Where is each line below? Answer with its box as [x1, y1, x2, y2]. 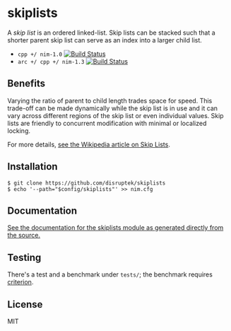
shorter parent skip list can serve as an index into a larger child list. [7, 35, 203, 44]
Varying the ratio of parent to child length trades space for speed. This [7, 96, 213, 105]
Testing [7, 251, 42, 263]
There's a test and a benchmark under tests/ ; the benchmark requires [7, 270, 213, 279]
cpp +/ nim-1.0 [17, 51, 63, 58]
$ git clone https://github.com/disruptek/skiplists [7, 179, 166, 187]
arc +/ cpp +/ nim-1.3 [17, 58, 85, 65]
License [7, 298, 43, 310]
